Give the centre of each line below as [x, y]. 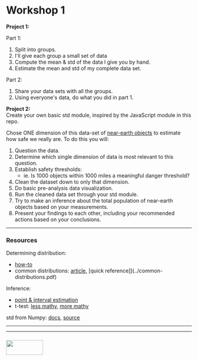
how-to [23, 265]
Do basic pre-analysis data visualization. [64, 188]
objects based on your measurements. [61, 206]
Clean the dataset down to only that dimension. [72, 182]
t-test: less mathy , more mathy [52, 306]
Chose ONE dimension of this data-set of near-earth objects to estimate [93, 133]
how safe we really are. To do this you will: [57, 139]
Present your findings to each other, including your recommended [95, 213]
